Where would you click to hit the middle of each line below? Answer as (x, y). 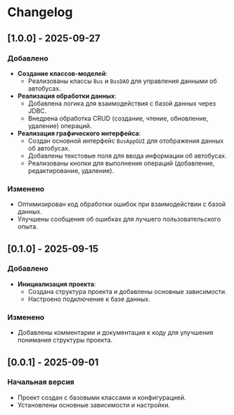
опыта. (28, 226)
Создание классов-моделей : (62, 73)
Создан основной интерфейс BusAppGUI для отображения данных (126, 141)
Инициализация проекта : (57, 284)
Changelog (40, 12)
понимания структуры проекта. (65, 340)
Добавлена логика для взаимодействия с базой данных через (122, 103)
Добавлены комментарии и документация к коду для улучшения (115, 333)
